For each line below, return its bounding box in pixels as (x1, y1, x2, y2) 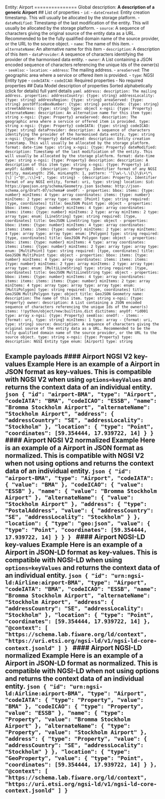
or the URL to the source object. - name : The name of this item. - (5, 41, 134, 46)
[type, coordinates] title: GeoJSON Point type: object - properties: (5, 201, 153, 206)
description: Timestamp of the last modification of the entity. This (5, 149, 153, 154)
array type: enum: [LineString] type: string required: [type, (5, 214, 137, 219)
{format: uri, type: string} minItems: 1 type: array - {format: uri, (5, 317, 153, 322)
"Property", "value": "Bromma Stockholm (5, 716, 131, 723)
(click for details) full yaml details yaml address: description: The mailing (5, 88, 157, 94)
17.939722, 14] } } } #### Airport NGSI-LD (5, 533, 146, 541)
